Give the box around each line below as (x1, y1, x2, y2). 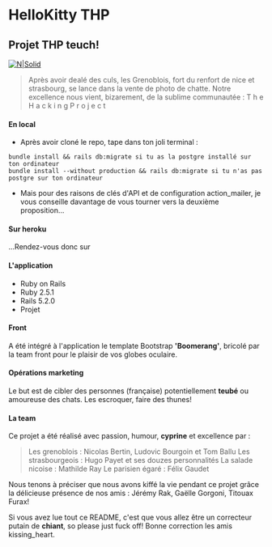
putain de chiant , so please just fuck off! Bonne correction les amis (8, 521, 233, 531)
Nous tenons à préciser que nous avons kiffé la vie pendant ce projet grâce (8, 480, 260, 490)
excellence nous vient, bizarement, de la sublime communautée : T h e (28, 92, 264, 102)
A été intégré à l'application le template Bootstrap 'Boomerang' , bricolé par (8, 341, 261, 350)
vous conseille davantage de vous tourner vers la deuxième (19, 197, 219, 207)
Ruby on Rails (19, 278, 66, 288)
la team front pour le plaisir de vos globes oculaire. (8, 350, 178, 359)
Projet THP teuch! (8, 38, 100, 52)
